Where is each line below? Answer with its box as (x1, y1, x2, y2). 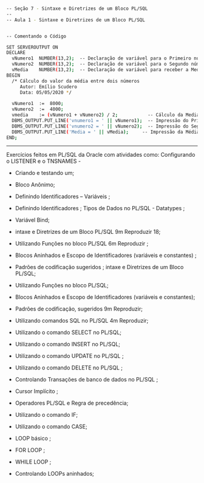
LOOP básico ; (15, 435, 52, 442)
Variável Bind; (15, 216, 50, 224)
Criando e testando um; (15, 170, 75, 177)
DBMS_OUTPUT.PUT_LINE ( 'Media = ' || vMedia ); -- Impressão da (12, 129, 183, 135)
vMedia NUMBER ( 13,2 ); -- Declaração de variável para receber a (12, 67, 189, 73)
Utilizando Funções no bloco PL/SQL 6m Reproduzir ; (15, 240, 149, 247)
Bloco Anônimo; (15, 181, 55, 188)
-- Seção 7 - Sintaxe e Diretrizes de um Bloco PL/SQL (6, 5, 148, 12)
